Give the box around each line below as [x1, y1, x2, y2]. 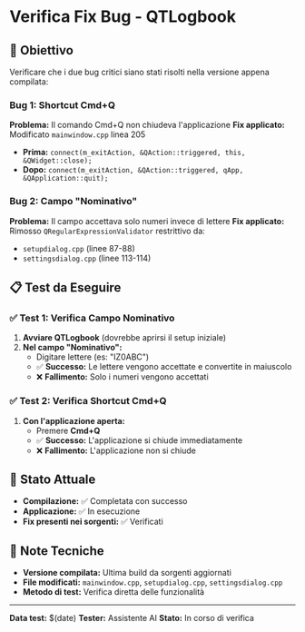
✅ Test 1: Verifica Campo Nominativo [9, 311, 175, 324]
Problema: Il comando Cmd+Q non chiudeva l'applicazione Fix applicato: [9, 120, 285, 131]
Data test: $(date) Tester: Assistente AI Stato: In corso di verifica [9, 613, 254, 624]
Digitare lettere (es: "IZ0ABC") [35, 351, 150, 362]
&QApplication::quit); [22, 174, 109, 183]
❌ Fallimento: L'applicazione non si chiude [35, 445, 197, 456]
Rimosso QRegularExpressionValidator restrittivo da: [9, 225, 206, 236]
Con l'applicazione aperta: [22, 415, 125, 426]
